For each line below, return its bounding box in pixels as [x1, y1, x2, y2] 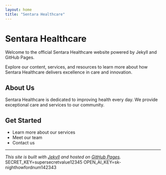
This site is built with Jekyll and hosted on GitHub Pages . [5, 154, 121, 160]
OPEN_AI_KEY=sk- [83, 159, 122, 165]
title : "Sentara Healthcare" [5, 12, 65, 17]
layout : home [5, 7, 32, 12]
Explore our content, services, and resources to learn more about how [5, 64, 148, 70]
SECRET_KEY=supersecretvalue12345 [5, 159, 83, 165]
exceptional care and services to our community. [5, 102, 105, 108]
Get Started [5, 116, 41, 125]
